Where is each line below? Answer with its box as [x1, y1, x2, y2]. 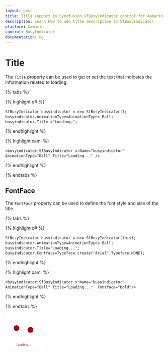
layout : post [5, 8, 33, 13]
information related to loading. [5, 79, 68, 85]
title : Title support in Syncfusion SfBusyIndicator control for [5, 13, 145, 19]
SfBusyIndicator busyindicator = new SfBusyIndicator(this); [5, 235, 136, 240]
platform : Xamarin [5, 24, 44, 29]
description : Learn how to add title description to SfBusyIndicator [5, 19, 154, 24]
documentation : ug [5, 35, 44, 40]
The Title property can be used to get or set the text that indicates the [5, 74, 152, 80]
